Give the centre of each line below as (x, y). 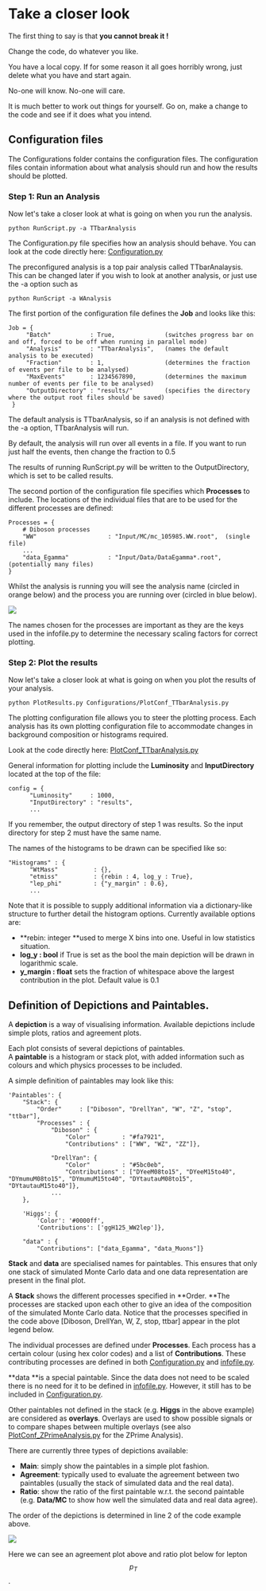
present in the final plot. (47, 1280)
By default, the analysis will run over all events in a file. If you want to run (127, 444)
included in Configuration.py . (56, 1394)
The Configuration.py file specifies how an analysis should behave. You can (132, 243)
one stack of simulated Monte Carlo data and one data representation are (128, 1272)
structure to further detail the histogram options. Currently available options (132, 914)
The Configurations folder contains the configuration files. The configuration (133, 159)
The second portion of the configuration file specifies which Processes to (129, 492)
